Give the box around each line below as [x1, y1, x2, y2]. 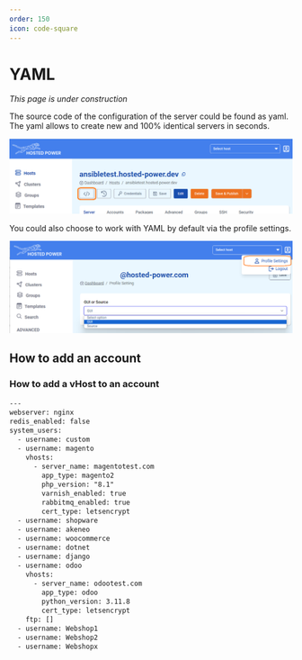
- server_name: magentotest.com [32, 462, 155, 472]
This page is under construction [9, 94, 128, 104]
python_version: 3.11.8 [41, 597, 130, 607]
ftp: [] [25, 615, 54, 625]
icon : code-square [9, 23, 78, 33]
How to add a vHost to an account [9, 378, 160, 391]
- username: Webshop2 [17, 633, 99, 643]
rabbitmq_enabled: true [41, 498, 130, 508]
